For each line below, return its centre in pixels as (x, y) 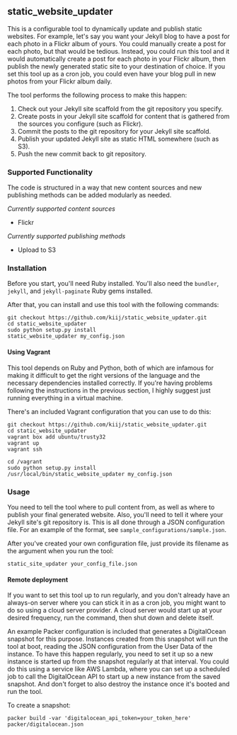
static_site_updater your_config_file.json (73, 564)
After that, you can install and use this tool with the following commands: (113, 305)
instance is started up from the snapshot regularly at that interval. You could (118, 661)
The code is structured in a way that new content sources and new (105, 187)
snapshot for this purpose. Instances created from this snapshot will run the (118, 639)
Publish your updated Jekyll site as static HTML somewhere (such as (118, 139)
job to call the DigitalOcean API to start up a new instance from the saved (114, 677)
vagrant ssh (25, 449)
